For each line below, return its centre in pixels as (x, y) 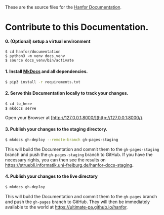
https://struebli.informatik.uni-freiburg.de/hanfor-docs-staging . (69, 165)
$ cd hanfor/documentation (33, 52)
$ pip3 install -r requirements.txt (43, 82)
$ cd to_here (19, 104)
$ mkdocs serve (21, 108)
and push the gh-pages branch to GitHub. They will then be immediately (78, 202)
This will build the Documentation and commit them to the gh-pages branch (81, 196)
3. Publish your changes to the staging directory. (56, 129)
